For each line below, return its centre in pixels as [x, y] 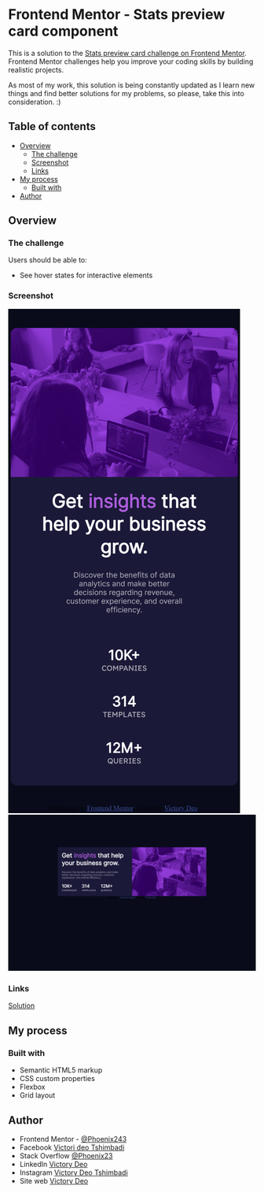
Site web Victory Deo [54, 1180]
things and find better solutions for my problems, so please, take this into [126, 93]
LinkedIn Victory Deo [53, 1164]
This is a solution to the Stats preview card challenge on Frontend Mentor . [128, 53]
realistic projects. [36, 69]
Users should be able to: [48, 260]
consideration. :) [35, 102]
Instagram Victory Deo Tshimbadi [73, 1173]
